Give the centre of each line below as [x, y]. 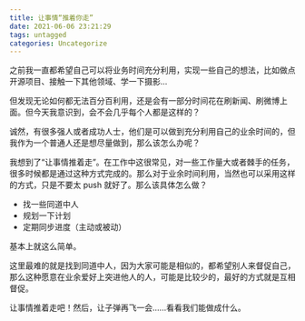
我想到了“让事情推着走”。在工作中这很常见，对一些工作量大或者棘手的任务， [152, 162]
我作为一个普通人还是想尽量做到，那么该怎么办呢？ [105, 143]
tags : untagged [38, 35]
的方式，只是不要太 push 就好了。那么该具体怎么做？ [108, 185]
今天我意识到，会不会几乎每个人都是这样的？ [117, 112]
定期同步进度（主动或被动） [74, 227]
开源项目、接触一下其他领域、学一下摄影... [89, 82]
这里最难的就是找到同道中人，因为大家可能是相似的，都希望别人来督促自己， [152, 266]
